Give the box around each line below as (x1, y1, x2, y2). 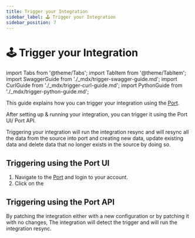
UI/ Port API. (6, 117, 36, 124)
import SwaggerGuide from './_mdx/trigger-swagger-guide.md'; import (6, 76, 177, 83)
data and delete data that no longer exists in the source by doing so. (6, 141, 171, 148)
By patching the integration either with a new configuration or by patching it (6, 212, 189, 219)
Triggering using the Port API (6, 197, 115, 207)
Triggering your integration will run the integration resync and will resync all (6, 129, 189, 136)
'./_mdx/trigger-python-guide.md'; (6, 88, 89, 95)
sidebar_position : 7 (6, 19, 57, 25)
